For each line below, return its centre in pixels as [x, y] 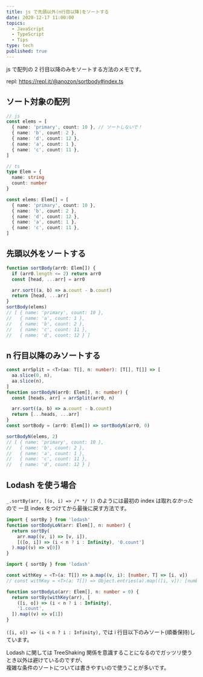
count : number [29, 183]
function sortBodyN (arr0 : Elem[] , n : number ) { [67, 392]
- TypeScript [28, 34]
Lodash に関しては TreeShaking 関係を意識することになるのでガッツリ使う [99, 653]
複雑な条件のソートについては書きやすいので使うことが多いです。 [88, 668]
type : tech [20, 46]
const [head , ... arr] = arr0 [48, 279]
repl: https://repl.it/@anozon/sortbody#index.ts [65, 81]
